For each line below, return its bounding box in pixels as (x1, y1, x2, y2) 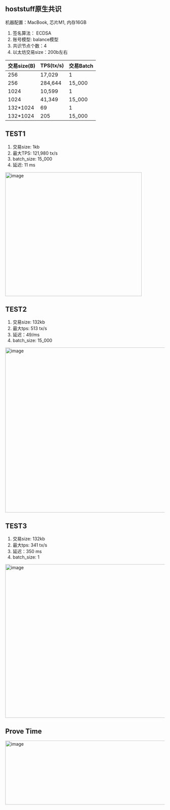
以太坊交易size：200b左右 (12, 49, 68, 55)
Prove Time (5, 727, 42, 735)
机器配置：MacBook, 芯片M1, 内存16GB (5, 19, 87, 25)
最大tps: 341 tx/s (12, 542, 48, 548)
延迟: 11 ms (12, 162, 35, 168)
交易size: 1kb (12, 143, 40, 150)
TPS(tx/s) (40, 62, 64, 69)
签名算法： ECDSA (12, 30, 52, 36)
